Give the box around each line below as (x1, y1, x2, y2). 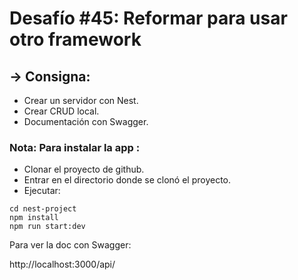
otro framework (9, 28, 142, 51)
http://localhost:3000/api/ (9, 258, 116, 271)
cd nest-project (9, 204, 77, 214)
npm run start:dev (9, 222, 86, 232)
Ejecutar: (23, 185, 61, 197)
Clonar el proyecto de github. (23, 163, 145, 176)
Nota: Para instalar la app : (9, 140, 141, 154)
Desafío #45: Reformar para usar (9, 7, 288, 30)
